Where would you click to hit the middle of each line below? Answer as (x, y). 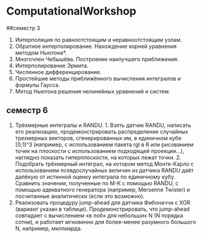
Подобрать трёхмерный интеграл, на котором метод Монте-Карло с (104, 164)
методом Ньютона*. (41, 52)
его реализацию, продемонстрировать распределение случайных (102, 131)
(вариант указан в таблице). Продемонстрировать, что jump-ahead (102, 209)
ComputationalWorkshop (71, 11)
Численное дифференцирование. (58, 72)
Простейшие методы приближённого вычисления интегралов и (98, 78)
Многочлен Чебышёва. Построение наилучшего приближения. (97, 59)
